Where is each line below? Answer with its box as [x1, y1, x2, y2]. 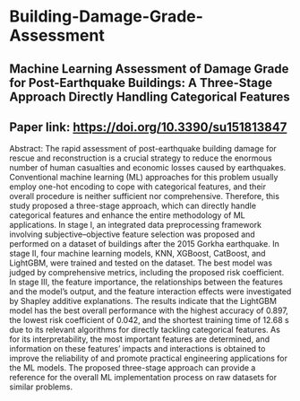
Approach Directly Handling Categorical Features [9, 89, 291, 104]
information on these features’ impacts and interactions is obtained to [9, 344, 266, 354]
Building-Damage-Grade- [9, 6, 204, 27]
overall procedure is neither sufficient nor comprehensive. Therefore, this [9, 191, 280, 202]
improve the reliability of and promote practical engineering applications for [9, 353, 288, 364]
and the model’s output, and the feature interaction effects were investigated [9, 286, 292, 297]
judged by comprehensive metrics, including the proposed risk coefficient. [9, 267, 285, 278]
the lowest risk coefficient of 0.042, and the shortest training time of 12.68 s [9, 315, 289, 326]
